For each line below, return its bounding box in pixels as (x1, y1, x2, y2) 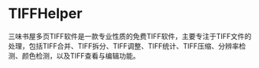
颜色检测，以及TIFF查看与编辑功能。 (21, 51, 140, 60)
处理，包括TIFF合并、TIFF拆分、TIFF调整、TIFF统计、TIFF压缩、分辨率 (8, 41, 239, 51)
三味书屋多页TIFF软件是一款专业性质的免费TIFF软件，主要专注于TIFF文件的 (8, 31, 252, 41)
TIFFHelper (8, 5, 83, 23)
